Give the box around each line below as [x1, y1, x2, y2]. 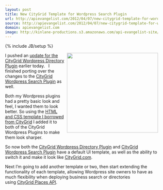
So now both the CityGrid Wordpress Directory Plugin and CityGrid [5, 144, 138, 150]
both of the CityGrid [5, 124, 45, 130]
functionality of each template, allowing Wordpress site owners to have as [5, 169, 153, 174]
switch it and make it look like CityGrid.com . [5, 154, 93, 160]
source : [5, 20, 21, 26]
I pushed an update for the [5, 53, 58, 58]
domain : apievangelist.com [5, 25, 60, 30]
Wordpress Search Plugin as [5, 78, 62, 84]
